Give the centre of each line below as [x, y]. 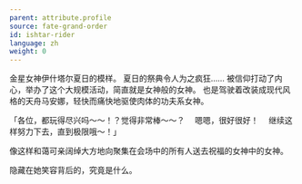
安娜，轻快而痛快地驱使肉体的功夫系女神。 [129, 102]
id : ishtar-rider [42, 34]
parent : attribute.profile [60, 18]
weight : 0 [28, 52]
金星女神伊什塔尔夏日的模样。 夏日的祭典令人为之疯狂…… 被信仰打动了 [142, 79]
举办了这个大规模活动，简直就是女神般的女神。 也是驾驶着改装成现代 [154, 90]
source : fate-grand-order [58, 26]
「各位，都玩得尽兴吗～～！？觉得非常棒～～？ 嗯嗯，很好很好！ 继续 [147, 121]
